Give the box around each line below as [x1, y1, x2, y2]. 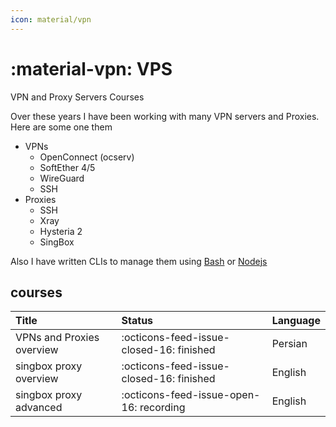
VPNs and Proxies [15, 331, 100, 345]
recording [139, 401, 186, 415]
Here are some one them [10, 121, 113, 133]
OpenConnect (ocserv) [39, 151, 135, 163]
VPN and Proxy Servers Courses [10, 91, 145, 103]
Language [271, 314, 321, 328]
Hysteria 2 [39, 225, 83, 237]
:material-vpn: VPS [10, 57, 173, 80]
